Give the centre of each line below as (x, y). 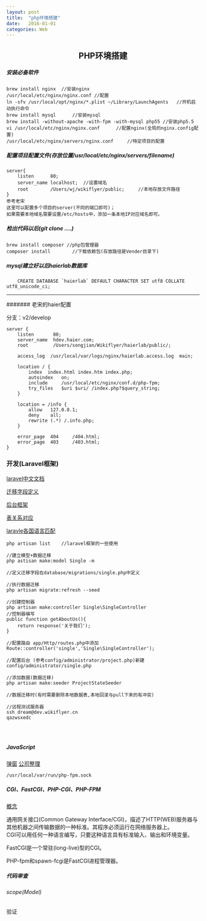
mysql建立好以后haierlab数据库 (47, 266)
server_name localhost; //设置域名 (62, 183)
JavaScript (21, 747)
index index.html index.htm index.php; (81, 372)
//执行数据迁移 (23, 585)
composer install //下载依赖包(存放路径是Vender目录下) (83, 251)
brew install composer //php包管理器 (53, 245)
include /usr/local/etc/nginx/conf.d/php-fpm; (94, 383)
